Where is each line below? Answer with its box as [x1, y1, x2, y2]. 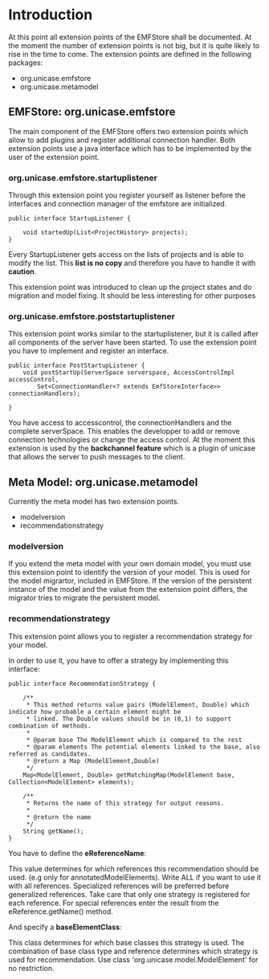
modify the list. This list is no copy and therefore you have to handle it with [8, 259, 256, 268]
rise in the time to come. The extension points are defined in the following [8, 49, 252, 59]
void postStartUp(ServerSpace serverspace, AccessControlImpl [22, 369, 235, 377]
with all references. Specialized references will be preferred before [8, 881, 230, 891]
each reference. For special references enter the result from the [8, 898, 219, 908]
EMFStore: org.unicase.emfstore [8, 105, 176, 119]
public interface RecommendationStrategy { [8, 679, 157, 687]
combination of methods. [8, 721, 92, 730]
